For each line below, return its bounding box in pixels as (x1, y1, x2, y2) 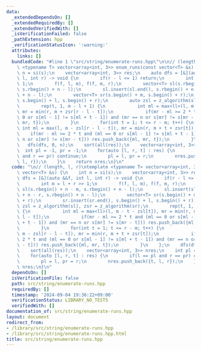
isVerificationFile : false (11, 275, 79, 281)
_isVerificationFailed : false (11, 31, 87, 37)
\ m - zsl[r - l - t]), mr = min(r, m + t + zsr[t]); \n (17, 230, 160, 236)
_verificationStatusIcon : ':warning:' (11, 42, 109, 48)
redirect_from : (6, 319, 44, 325)
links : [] (17, 53, 42, 59)
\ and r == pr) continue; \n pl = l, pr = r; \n (17, 153, 154, 159)
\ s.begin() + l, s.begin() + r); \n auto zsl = (17, 97, 157, 103)
